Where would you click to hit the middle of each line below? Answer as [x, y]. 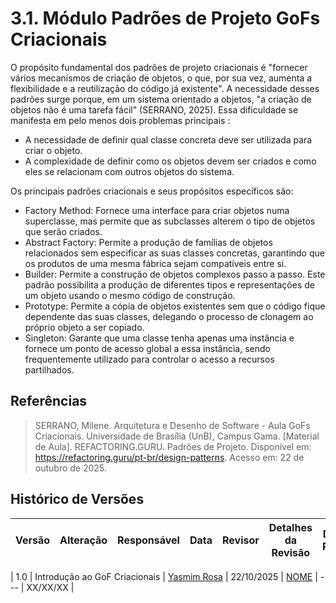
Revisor [240, 540]
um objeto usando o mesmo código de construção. [130, 295]
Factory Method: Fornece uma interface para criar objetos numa [157, 210]
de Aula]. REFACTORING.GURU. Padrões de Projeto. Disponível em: [173, 446]
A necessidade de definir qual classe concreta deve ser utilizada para [168, 139]
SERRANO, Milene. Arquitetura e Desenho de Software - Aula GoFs [172, 425]
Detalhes [290, 527]
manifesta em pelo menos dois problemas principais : [120, 120]
